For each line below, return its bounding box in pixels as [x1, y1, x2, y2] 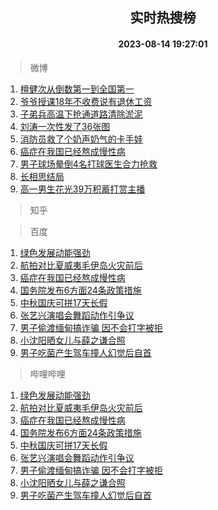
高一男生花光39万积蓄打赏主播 [19, 183, 146, 195]
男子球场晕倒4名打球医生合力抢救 [19, 158, 158, 170]
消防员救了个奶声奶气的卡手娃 [19, 133, 143, 145]
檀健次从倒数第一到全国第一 [19, 83, 135, 95]
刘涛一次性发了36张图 [19, 120, 111, 132]
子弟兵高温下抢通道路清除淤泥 [19, 108, 143, 120]
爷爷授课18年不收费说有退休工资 [19, 95, 153, 107]
